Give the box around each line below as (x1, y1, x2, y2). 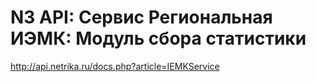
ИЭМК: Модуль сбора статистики (10, 27, 307, 50)
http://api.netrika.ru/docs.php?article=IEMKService (10, 60, 220, 72)
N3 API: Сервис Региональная (10, 6, 273, 29)
